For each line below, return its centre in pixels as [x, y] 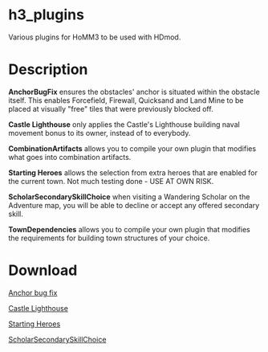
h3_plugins [46, 15]
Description [48, 70]
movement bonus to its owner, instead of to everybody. [99, 133]
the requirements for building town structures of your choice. [109, 238]
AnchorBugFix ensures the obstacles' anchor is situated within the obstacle [134, 92]
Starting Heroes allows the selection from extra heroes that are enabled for [133, 172]
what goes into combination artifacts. [70, 157]
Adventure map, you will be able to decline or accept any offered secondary [134, 205]
